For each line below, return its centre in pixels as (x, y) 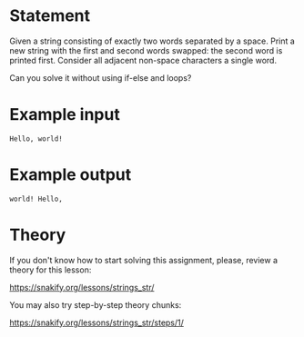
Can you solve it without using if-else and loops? (101, 77)
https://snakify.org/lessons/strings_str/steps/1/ (97, 322)
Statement (50, 16)
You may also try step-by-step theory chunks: (96, 304)
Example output (71, 175)
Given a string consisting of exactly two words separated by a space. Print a (152, 41)
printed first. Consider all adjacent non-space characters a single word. (143, 60)
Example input (65, 115)
